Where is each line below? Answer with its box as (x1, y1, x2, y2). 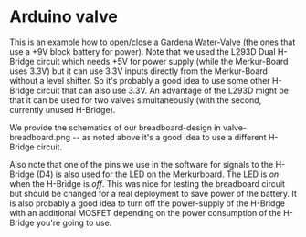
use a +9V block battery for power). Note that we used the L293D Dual (9, 46, 276, 57)
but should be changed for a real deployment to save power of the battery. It (9, 188, 297, 199)
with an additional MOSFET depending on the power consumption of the (9, 207, 281, 218)
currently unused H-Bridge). (9, 104, 116, 115)
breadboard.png (9, 131, 71, 142)
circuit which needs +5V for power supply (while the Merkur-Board (36, 56, 289, 67)
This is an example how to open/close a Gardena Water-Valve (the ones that (9, 36, 296, 47)
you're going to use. (36, 217, 112, 228)
